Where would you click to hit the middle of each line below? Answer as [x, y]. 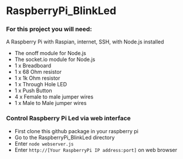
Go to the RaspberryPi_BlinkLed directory [65, 137]
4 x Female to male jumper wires [54, 97]
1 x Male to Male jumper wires [50, 103]
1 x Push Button [33, 91]
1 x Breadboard [33, 66]
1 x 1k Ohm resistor [37, 78]
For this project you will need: [49, 29]
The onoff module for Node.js [50, 53]
